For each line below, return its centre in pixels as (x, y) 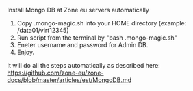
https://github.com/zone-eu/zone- (55, 73)
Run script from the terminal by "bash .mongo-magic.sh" (97, 38)
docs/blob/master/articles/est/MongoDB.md (69, 80)
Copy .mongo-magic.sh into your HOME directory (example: (102, 23)
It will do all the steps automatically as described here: (84, 65)
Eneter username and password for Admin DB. (82, 45)
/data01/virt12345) (43, 30)
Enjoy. (26, 52)
